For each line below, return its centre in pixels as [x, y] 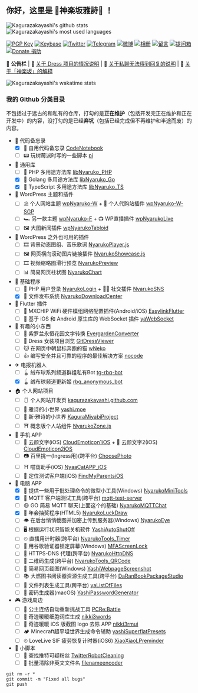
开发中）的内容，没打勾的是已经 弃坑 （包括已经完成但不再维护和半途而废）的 [99, 121]
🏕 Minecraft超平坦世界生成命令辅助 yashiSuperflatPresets [95, 631]
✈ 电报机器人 [31, 365]
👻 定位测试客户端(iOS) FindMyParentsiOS [73, 475]
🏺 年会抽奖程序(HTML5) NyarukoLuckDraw [75, 513]
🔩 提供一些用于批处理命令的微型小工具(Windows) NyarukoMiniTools [105, 491]
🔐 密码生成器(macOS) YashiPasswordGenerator [81, 592]
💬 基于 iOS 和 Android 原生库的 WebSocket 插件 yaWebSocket [98, 319]
